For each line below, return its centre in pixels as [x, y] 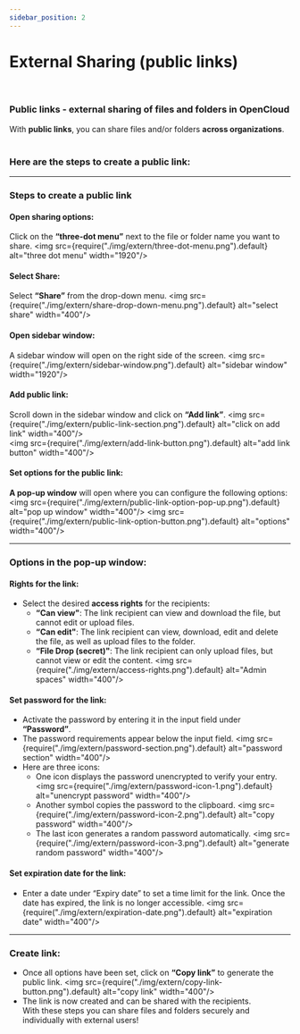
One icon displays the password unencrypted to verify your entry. [156, 777]
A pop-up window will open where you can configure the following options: [149, 493]
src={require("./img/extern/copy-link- [154, 982]
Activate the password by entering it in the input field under [131, 719]
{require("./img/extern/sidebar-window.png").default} [108, 365]
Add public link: [39, 395]
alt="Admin [246, 670]
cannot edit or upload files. [85, 623]
